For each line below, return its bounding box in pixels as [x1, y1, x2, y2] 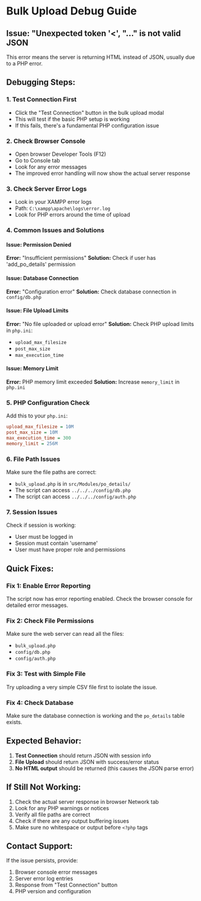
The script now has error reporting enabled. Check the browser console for [6, 595, 193, 603]
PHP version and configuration [14, 888, 91, 895]
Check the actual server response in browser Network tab [14, 798, 159, 805]
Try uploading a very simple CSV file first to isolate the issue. [6, 683, 158, 690]
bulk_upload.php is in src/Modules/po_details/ [14, 480, 131, 488]
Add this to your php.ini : [6, 412, 68, 419]
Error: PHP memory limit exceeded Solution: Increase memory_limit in [6, 378, 180, 386]
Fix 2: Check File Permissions [6, 617, 94, 625]
